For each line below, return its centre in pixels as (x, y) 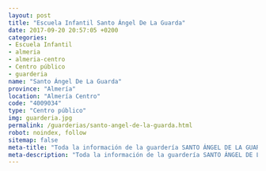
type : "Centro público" (47, 111)
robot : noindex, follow (47, 132)
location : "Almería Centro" (55, 96)
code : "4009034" (35, 103)
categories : (28, 37)
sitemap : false (33, 140)
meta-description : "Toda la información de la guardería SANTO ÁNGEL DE (131, 154)
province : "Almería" (42, 89)
